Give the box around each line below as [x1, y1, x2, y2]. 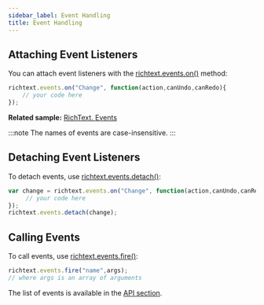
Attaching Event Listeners [8, 48, 138, 61]
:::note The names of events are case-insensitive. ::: [8, 127, 176, 138]
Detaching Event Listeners [8, 151, 141, 164]
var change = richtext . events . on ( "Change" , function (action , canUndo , [8, 186, 241, 195]
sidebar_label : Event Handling [8, 11, 111, 20]
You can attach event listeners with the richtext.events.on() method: [8, 68, 228, 79]
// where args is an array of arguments [8, 274, 143, 281]
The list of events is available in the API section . [8, 288, 163, 297]
